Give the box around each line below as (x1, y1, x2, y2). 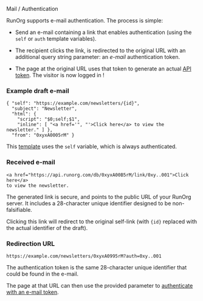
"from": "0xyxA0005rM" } (12, 132, 75, 138)
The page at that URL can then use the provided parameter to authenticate (6, 282, 193, 289)
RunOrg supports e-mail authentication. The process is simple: (6, 17, 163, 24)
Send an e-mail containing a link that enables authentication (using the (15, 29, 192, 36)
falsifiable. (6, 206, 32, 213)
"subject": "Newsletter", (12, 106, 78, 112)
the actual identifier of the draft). (6, 224, 88, 231)
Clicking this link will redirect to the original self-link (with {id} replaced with (6, 218, 198, 225)
